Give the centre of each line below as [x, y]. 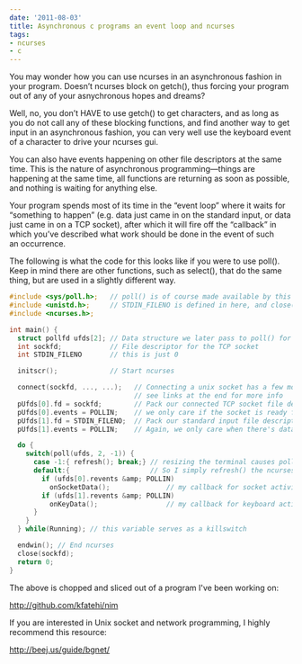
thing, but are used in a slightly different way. [93, 281]
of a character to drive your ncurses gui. [84, 142]
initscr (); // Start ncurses [96, 371]
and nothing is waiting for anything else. [84, 188]
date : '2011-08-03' [46, 18]
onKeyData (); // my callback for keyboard [162, 504]
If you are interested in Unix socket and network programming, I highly [140, 623]
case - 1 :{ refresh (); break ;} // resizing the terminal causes [154, 462]
